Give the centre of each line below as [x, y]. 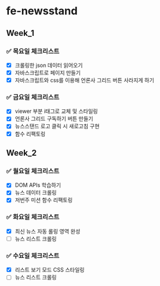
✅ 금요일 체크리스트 [33, 97]
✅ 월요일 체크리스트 [33, 171]
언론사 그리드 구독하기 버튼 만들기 [54, 119]
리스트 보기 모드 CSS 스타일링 [50, 270]
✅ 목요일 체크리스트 [33, 51]
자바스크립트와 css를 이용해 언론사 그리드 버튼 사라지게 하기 [84, 80]
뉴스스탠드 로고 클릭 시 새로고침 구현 [57, 126]
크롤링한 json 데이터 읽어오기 [49, 65]
